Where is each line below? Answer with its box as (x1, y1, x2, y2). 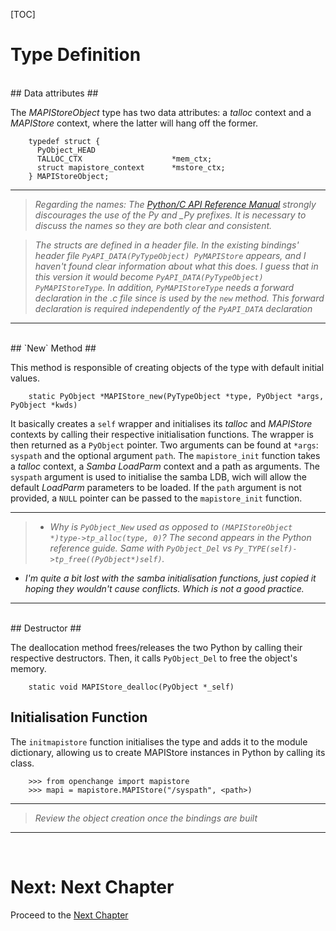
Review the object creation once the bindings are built (34, 812, 258, 824)
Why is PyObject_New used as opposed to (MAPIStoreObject (49, 520, 293, 533)
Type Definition (10, 44, 142, 66)
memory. (10, 662, 47, 674)
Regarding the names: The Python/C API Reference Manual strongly (34, 198, 317, 210)
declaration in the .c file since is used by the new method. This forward (34, 292, 325, 304)
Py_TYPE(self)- (234, 544, 298, 554)
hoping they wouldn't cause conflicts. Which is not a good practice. (24, 582, 305, 594)
